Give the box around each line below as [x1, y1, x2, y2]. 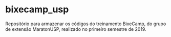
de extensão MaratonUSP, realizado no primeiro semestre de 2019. [5, 26, 147, 32]
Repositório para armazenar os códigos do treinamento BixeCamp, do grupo [5, 21, 166, 27]
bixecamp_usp [5, 4, 69, 15]
